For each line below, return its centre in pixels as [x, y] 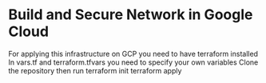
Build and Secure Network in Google [131, 15]
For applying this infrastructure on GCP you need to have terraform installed [133, 53]
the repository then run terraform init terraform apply [95, 70]
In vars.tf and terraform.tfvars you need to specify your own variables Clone [133, 62]
